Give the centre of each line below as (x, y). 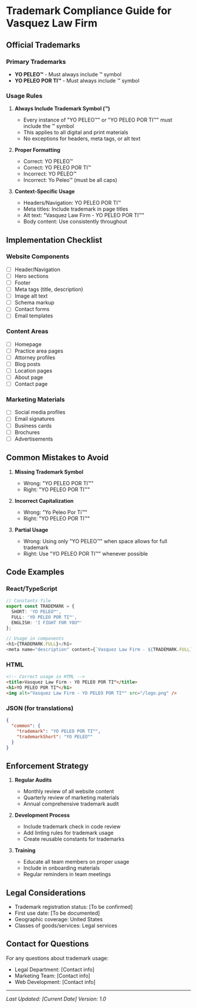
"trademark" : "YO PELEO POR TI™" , (59, 731)
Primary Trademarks (36, 62)
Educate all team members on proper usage (76, 862)
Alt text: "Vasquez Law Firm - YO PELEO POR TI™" (84, 215)
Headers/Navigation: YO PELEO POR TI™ (72, 203)
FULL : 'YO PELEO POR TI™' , (44, 617)
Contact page (31, 384)
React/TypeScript (32, 588)
